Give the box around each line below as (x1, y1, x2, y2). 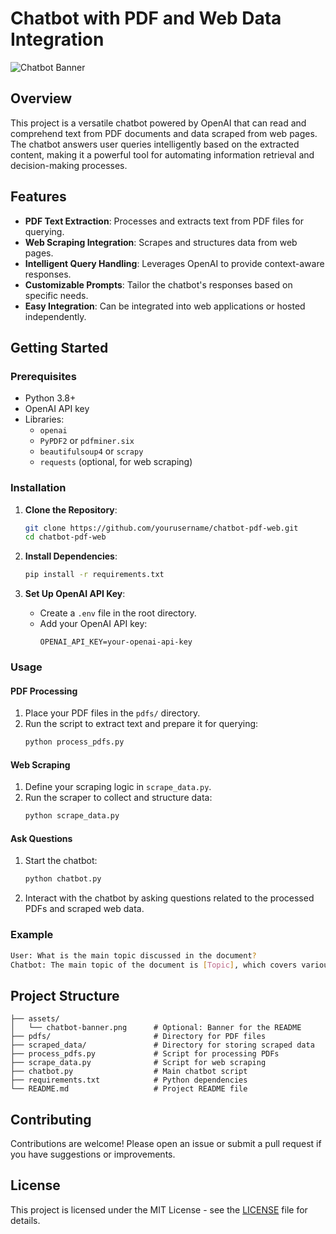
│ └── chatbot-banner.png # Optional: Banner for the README (10, 1023, 302, 1033)
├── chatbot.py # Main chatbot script (10, 1067, 248, 1077)
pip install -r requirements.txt (24, 570, 165, 580)
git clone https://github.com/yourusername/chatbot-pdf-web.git (24, 523, 299, 533)
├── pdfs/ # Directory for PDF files (10, 1032, 267, 1042)
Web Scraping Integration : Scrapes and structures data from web (24, 236, 298, 248)
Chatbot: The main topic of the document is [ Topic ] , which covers (10, 960, 298, 970)
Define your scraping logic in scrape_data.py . (24, 781, 212, 793)
